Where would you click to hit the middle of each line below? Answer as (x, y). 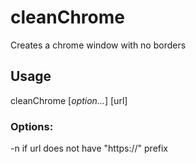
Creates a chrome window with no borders (98, 45)
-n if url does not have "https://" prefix (89, 148)
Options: (32, 126)
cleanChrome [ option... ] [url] (69, 100)
